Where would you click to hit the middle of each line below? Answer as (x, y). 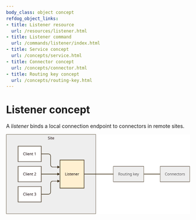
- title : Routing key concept (43, 74)
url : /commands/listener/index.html (56, 43)
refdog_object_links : (32, 18)
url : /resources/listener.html (49, 31)
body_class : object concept (40, 12)
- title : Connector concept (40, 61)
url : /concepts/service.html (47, 56)
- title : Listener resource (40, 25)
